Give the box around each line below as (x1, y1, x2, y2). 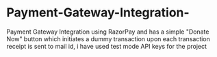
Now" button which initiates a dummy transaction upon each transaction (6, 34, 210, 43)
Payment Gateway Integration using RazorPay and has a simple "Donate (6, 27, 209, 36)
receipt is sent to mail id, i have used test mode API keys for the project (6, 42, 207, 50)
